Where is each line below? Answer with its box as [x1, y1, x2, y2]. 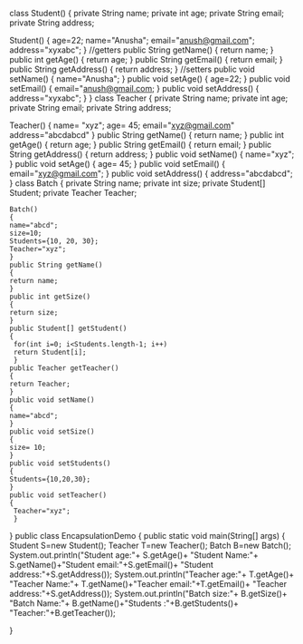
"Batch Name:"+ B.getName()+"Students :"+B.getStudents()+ [9, 598, 240, 609]
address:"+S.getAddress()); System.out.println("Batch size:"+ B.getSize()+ [9, 589, 288, 599]
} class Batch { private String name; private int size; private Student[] [9, 178, 266, 189]
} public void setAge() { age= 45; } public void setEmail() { [9, 159, 226, 169]
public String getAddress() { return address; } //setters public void [9, 63, 255, 74]
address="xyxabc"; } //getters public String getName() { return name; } [9, 44, 274, 55]
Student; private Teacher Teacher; [9, 188, 137, 198]
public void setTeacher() [9, 491, 107, 500]
